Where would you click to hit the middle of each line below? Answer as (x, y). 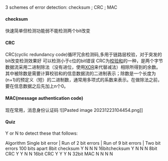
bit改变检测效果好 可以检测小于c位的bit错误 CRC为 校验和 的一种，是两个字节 (84, 61)
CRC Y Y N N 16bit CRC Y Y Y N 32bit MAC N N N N (59, 153)
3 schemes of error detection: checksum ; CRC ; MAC (61, 7)
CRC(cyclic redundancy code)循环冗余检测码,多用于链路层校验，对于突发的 (84, 55)
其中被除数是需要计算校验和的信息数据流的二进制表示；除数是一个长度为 (80, 73)
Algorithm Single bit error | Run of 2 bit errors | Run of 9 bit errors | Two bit (83, 143)
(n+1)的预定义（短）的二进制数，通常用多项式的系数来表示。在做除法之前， (84, 80)
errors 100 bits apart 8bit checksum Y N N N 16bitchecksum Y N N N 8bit (81, 148)
